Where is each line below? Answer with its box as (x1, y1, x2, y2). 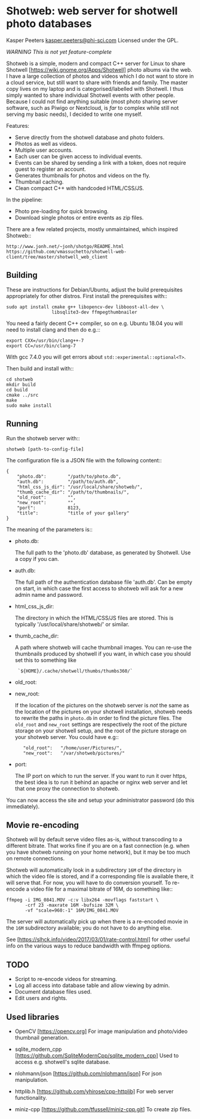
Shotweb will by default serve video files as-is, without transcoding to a (6, 836, 182, 843)
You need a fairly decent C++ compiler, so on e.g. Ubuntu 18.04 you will (6, 320, 183, 327)
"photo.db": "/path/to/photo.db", (17, 473, 121, 479)
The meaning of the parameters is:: (6, 526, 93, 533)
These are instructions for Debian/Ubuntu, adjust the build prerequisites (6, 286, 183, 293)
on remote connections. (6, 855, 65, 862)
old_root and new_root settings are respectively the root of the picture (14, 721, 187, 728)
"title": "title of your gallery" (17, 510, 130, 516)
